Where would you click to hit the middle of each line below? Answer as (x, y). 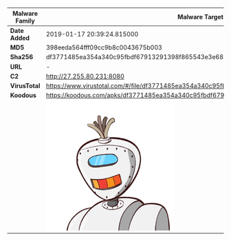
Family (25, 21)
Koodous (23, 95)
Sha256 (22, 57)
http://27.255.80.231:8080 (85, 76)
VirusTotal (25, 86)
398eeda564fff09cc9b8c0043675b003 (104, 48)
